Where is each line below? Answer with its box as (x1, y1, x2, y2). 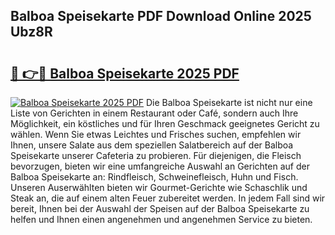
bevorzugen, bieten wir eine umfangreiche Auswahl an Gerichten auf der (10, 160, 310, 172)
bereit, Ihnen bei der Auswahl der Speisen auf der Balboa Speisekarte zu (10, 203, 310, 214)
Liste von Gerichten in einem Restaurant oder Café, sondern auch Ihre (10, 107, 299, 119)
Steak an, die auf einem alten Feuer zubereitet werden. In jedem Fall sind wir (10, 192, 326, 204)
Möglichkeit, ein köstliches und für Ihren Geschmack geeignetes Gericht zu (10, 118, 320, 129)
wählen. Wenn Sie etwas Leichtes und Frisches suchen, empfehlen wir (10, 129, 302, 140)
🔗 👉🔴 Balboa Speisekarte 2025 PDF (10, 65, 240, 82)
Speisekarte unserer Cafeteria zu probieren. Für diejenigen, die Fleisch (10, 150, 302, 161)
